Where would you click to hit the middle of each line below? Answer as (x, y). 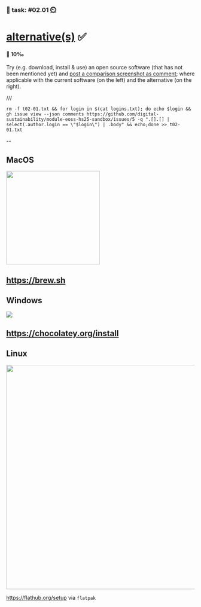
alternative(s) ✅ (46, 37)
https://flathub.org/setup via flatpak (51, 597)
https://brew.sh (36, 280)
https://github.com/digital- (123, 114)
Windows (24, 301)
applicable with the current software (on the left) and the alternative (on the (99, 80)
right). (14, 87)
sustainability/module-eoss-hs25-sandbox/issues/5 (71, 120)
